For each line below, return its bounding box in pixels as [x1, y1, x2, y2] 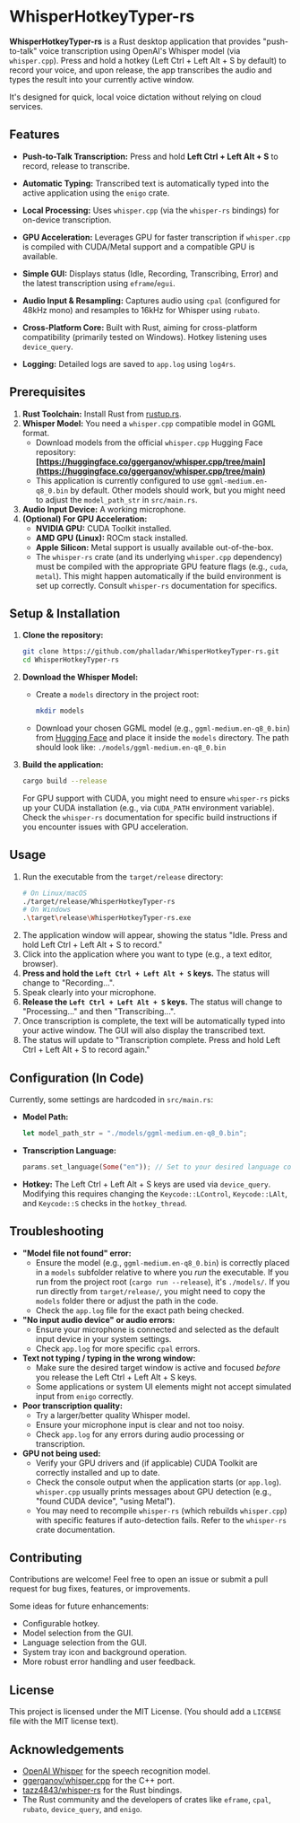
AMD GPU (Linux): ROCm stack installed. [35, 532, 188, 543]
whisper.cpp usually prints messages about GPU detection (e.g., [35, 1486, 272, 1496]
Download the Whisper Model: [21, 671, 139, 683]
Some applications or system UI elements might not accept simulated [35, 1380, 292, 1392]
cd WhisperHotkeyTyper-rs [21, 655, 119, 665]
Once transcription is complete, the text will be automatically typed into [21, 1016, 286, 1027]
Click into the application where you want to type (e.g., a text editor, [21, 949, 273, 960]
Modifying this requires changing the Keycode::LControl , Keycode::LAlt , [21, 1188, 288, 1199]
